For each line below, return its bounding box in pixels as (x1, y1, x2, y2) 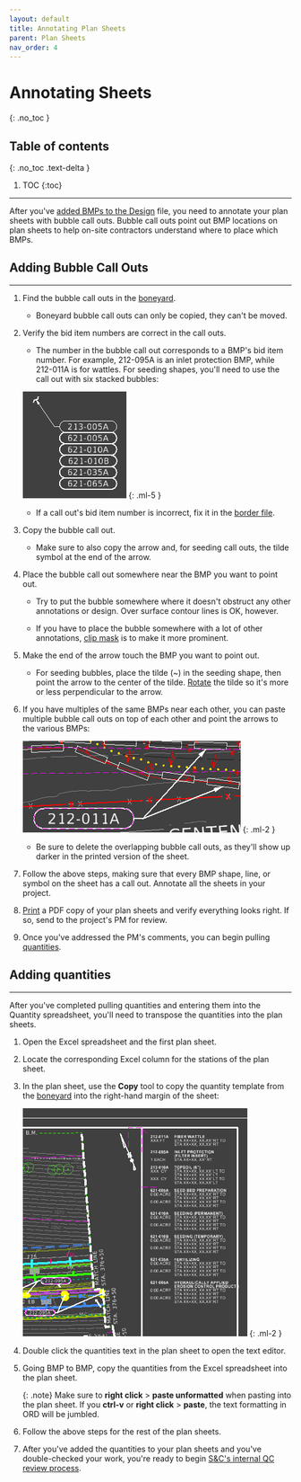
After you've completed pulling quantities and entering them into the (9, 999, 262, 1010)
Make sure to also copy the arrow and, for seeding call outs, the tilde (35, 542, 289, 553)
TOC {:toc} (21, 180, 63, 191)
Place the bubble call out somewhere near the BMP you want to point (21, 569, 279, 580)
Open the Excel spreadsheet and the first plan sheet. (21, 1036, 217, 1047)
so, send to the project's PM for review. (21, 914, 168, 925)
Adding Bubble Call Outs (9, 261, 149, 276)
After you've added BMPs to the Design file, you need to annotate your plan (9, 206, 288, 216)
